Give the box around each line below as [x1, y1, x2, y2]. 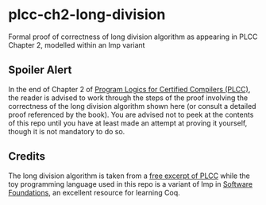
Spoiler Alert [8, 64, 72, 77]
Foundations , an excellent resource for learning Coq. [8, 188, 180, 197]
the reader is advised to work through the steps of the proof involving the [8, 93, 249, 102]
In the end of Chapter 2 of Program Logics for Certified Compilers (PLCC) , [8, 84, 251, 94]
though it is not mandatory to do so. [8, 126, 125, 136]
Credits [8, 149, 46, 164]
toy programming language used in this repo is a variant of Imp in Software [8, 179, 253, 188]
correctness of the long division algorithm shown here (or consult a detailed [8, 101, 256, 110]
